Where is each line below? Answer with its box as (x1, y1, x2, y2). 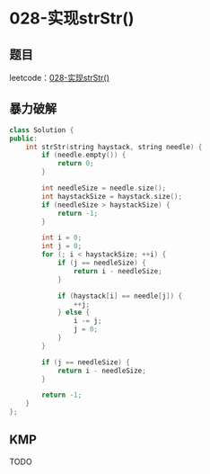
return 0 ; (57, 159, 94, 168)
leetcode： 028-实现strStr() (9, 73, 110, 83)
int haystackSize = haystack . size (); (41, 192, 182, 201)
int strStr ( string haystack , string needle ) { (25, 142, 203, 151)
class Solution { (9, 125, 74, 135)
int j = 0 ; (41, 242, 83, 251)
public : (9, 134, 39, 143)
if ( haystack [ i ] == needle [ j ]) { (57, 291, 183, 300)
